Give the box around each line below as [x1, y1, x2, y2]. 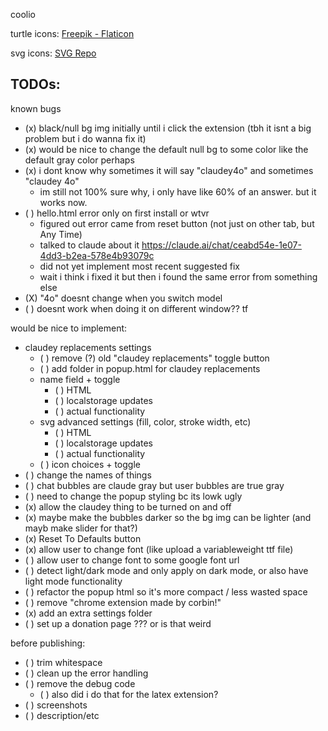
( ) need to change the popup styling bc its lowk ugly [24, 490, 243, 502]
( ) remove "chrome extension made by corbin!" [24, 596, 222, 608]
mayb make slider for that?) [24, 522, 138, 534]
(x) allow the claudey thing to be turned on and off [24, 500, 232, 513]
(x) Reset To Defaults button [24, 532, 142, 544]
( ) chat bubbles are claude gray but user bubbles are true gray [24, 479, 285, 491]
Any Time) [39, 228, 83, 240]
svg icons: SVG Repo [10, 47, 97, 59]
